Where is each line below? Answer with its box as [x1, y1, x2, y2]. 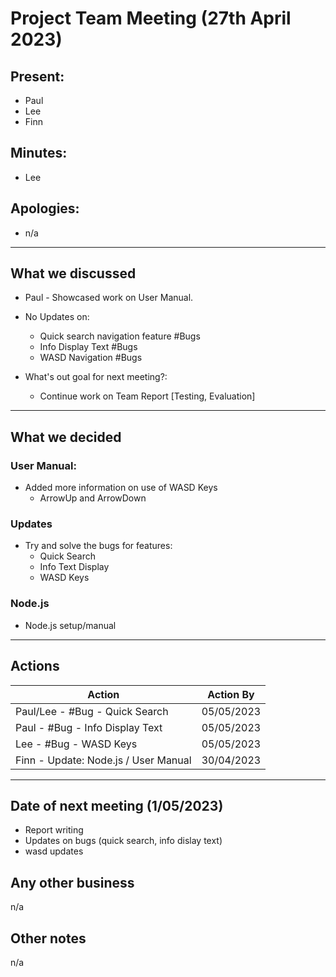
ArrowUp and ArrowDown [39, 492, 147, 504]
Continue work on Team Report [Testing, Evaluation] [39, 390, 256, 402]
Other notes [10, 930, 87, 947]
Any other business [10, 874, 135, 891]
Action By [207, 687, 255, 701]
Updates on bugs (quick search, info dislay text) [24, 835, 223, 847]
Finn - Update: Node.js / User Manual [15, 753, 192, 767]
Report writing [24, 824, 84, 836]
